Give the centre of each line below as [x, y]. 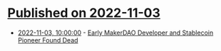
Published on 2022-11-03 [84, 13]
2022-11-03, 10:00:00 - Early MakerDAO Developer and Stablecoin [115, 33]
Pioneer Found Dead [48, 40]
